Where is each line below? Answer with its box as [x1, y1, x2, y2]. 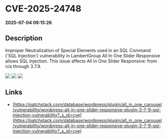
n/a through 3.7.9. [5, 63, 41, 69]
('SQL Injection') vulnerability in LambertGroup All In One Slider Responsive [5, 52, 160, 58]
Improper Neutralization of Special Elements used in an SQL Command [5, 47, 151, 53]
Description [5, 34, 42, 42]
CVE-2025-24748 [5, 3, 81, 14]
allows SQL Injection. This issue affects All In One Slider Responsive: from [5, 58, 157, 64]
